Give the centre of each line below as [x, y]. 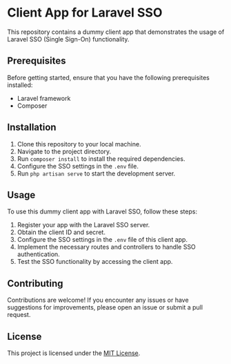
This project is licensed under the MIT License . [74, 353]
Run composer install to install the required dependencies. [101, 159]
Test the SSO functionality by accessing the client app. [95, 262]
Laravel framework [44, 98]
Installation [32, 127]
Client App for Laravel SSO [85, 13]
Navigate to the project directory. [64, 151]
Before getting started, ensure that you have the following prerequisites [109, 77]
